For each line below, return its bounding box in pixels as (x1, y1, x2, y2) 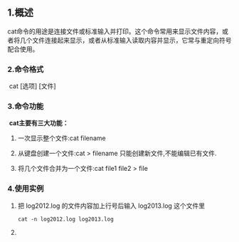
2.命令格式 (7, 64, 44, 74)
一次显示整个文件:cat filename (17, 134, 107, 142)
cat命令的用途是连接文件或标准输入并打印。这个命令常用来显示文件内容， (7, 27, 223, 36)
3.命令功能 (7, 102, 44, 112)
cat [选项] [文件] (9, 82, 56, 90)
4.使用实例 (7, 184, 44, 194)
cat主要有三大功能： (9, 119, 69, 127)
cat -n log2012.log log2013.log (17, 216, 114, 223)
